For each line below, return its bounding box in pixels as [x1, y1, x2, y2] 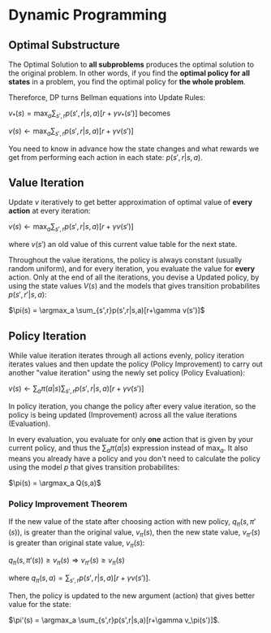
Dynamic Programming [8, 6, 167, 24]
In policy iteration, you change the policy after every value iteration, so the [8, 401, 256, 411]
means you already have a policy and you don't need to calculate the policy [8, 453, 261, 463]
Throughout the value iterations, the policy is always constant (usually [8, 255, 243, 265]
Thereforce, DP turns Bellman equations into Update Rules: [8, 93, 205, 102]
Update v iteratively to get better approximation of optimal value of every [8, 197, 253, 207]
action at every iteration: [8, 206, 91, 216]
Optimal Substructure [8, 38, 120, 52]
